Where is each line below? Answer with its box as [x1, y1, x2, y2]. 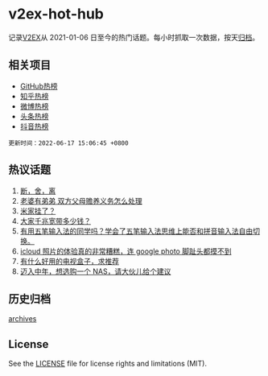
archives [8, 314, 37, 324]
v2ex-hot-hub [8, 5, 105, 23]
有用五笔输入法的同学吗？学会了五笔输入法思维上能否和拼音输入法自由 [19, 226, 254, 236]
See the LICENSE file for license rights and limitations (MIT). [8, 359, 208, 369]
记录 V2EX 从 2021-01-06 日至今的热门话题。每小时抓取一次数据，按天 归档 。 [8, 32, 260, 42]
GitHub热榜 [19, 81, 58, 91]
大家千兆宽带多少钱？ [19, 216, 91, 225]
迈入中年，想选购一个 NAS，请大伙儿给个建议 [19, 267, 171, 276]
